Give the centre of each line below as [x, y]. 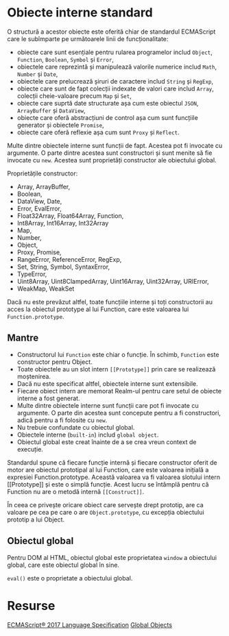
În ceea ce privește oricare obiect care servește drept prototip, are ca [105, 504]
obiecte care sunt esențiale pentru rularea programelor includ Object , [114, 52]
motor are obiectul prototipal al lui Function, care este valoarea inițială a [108, 469]
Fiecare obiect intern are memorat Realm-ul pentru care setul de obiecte [119, 391]
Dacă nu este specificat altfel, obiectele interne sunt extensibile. [108, 383]
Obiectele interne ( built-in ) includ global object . [88, 435]
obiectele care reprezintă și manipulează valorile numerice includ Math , [117, 66]
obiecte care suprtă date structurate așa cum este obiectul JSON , [108, 103]
